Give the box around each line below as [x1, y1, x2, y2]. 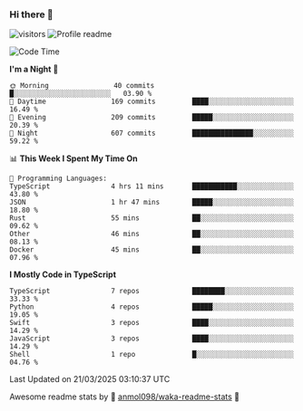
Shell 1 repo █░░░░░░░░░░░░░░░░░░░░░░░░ [9, 350, 295, 359]
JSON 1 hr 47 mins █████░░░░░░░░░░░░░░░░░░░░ [9, 198, 295, 207]
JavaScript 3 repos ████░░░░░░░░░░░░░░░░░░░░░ [9, 334, 295, 343]
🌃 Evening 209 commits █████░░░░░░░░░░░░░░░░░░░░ [9, 113, 295, 122]
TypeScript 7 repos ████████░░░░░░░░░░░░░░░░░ [9, 287, 295, 296]
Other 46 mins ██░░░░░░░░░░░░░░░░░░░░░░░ [9, 230, 295, 239]
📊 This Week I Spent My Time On [9, 153, 138, 164]
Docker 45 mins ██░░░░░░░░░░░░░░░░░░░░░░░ [9, 245, 295, 254]
